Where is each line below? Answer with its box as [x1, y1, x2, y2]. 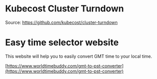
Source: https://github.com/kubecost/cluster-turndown [5, 19, 118, 25]
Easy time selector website [5, 37, 119, 48]
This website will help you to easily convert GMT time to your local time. [5, 53, 153, 59]
